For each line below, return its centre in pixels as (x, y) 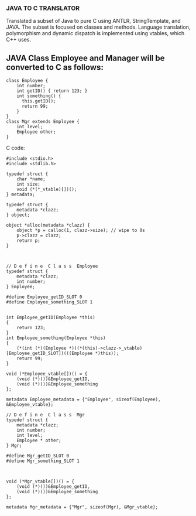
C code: (16, 148)
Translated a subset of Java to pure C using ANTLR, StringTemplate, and (94, 21)
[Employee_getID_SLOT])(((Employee (49, 353)
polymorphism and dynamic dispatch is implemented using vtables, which (95, 33)
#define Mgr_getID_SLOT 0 (37, 456)
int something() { (39, 96)
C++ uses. (18, 40)
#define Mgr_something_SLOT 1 (43, 461)
